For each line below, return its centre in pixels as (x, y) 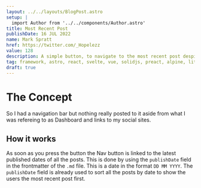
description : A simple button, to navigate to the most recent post (93, 56)
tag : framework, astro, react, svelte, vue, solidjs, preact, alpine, (96, 62)
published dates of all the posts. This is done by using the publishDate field (99, 160)
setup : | (17, 17)
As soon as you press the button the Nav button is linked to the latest (91, 153)
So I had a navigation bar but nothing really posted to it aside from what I (96, 114)
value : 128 (20, 51)
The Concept (39, 97)
